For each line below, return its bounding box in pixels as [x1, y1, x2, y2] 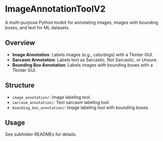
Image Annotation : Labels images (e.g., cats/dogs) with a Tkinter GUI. [12, 52, 153, 57]
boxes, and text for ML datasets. [5, 24, 70, 30]
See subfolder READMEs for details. [5, 131, 77, 137]
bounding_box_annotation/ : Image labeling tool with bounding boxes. [12, 105, 149, 110]
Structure [5, 81, 35, 89]
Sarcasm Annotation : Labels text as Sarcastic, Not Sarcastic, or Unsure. [12, 57, 158, 63]
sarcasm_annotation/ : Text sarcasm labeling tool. [12, 99, 110, 105]
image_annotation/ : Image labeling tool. [12, 94, 91, 100]
